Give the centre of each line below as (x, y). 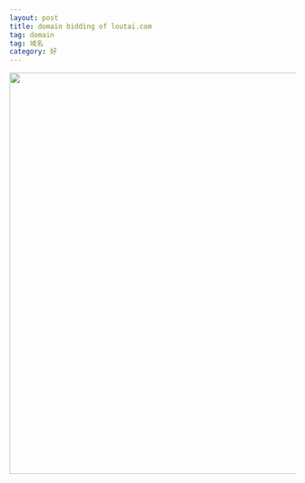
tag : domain (32, 35)
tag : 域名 (26, 43)
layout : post (34, 18)
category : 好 (33, 52)
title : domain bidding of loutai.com (81, 26)
